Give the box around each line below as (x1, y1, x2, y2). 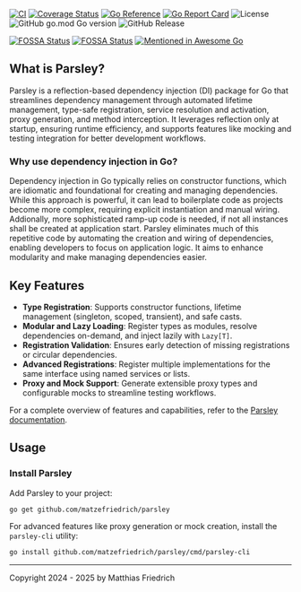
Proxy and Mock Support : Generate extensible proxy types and (21, 378, 258, 388)
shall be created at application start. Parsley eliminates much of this (9, 223, 260, 234)
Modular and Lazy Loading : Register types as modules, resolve (21, 320, 258, 331)
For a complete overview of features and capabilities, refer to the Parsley (9, 405, 279, 415)
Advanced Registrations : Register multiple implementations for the (21, 359, 271, 370)
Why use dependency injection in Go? (9, 155, 178, 168)
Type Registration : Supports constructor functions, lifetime (21, 301, 242, 312)
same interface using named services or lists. (21, 368, 191, 379)
